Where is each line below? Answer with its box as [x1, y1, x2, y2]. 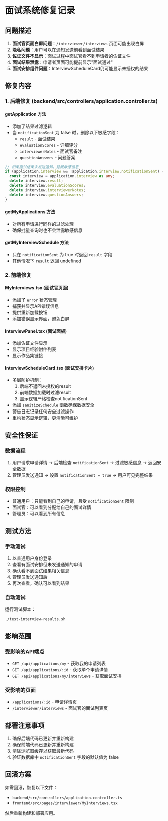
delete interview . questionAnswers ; [9, 192, 84, 197]
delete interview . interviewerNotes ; [9, 187, 86, 193]
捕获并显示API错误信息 [12, 303, 59, 309]
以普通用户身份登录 [12, 555, 52, 561]
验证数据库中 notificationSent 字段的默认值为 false [12, 754, 119, 760]
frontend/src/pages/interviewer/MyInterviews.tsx [12, 800, 118, 806]
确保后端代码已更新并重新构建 [12, 735, 74, 742]
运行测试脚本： [5, 606, 36, 612]
